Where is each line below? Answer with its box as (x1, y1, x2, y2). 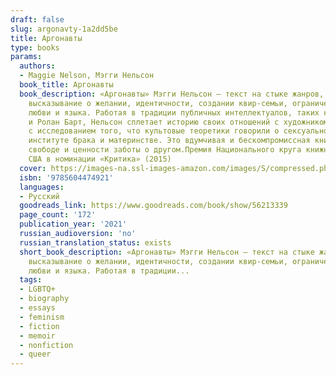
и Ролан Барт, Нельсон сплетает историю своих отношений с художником (28, 117, 329, 127)
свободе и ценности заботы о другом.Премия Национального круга (28, 145, 302, 155)
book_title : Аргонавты (19, 80, 114, 90)
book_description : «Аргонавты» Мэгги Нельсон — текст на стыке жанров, (19, 89, 325, 99)
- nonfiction (19, 340, 74, 350)
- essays (19, 303, 56, 313)
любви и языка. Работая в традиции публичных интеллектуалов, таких (28, 107, 320, 118)
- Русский (19, 191, 60, 201)
